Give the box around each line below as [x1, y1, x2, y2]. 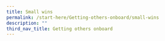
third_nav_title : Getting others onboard [6, 25, 113, 32]
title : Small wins [6, 8, 53, 15]
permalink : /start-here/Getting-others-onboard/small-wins [6, 14, 160, 20]
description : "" [6, 20, 47, 26]
